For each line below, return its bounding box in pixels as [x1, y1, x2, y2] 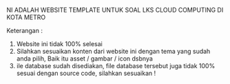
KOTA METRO [6, 13, 46, 21]
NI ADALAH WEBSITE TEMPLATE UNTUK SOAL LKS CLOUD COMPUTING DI [6, 6, 224, 14]
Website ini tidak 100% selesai [16, 40, 103, 48]
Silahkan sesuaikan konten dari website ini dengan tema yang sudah [16, 48, 211, 55]
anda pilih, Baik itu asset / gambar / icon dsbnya [16, 54, 153, 63]
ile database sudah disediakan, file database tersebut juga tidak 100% [16, 62, 216, 70]
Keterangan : [6, 27, 43, 34]
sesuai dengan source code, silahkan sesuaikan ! [16, 69, 156, 77]
